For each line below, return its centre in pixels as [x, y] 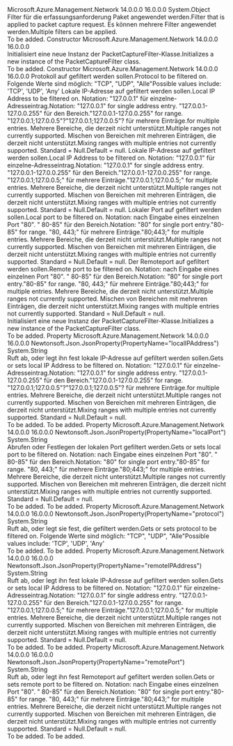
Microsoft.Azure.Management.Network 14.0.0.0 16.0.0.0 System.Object [109, 9]
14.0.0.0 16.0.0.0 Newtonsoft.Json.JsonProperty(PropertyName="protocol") [116, 514]
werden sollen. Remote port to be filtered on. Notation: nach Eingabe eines [113, 269]
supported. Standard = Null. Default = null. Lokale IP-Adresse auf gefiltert [111, 150]
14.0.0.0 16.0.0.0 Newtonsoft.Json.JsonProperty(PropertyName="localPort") [116, 432]
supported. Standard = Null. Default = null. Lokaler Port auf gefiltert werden [114, 210]
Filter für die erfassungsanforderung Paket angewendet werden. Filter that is [116, 17]
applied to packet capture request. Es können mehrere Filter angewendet [112, 24]
